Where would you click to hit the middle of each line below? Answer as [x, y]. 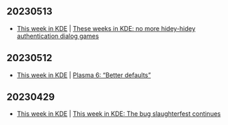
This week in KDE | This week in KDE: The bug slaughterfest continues [119, 114]
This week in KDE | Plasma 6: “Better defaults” [84, 75]
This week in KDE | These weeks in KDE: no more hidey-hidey [106, 28]
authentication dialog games [58, 36]
